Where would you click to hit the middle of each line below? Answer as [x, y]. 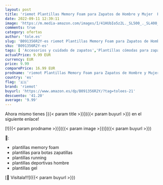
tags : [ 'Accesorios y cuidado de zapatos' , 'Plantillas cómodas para [77, 50]
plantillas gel [24, 168]
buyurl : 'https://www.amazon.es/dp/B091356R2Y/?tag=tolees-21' [70, 91]
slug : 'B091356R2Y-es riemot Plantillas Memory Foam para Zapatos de [77, 41]
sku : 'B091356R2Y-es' [27, 46]
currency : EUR [19, 59]
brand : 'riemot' [21, 86]
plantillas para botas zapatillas [42, 153]
